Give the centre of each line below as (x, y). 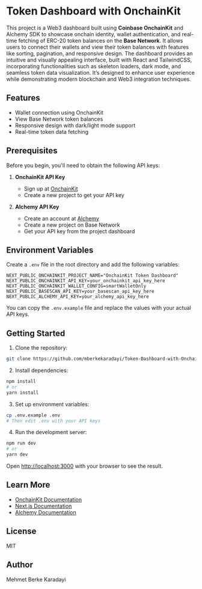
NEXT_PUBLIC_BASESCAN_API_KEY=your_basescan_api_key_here (80, 291)
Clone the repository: (41, 348)
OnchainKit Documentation (48, 499)
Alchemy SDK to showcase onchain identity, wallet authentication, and (93, 34)
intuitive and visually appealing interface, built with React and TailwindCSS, (99, 60)
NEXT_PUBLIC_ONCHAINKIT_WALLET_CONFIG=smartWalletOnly (76, 286)
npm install (21, 382)
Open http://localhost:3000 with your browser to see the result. (85, 466)
